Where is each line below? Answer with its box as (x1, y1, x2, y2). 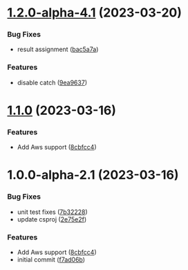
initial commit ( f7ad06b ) (17, 255, 85, 264)
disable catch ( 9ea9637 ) (17, 78, 88, 87)
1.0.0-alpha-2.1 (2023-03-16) (7, 168, 179, 183)
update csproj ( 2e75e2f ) (17, 215, 87, 223)
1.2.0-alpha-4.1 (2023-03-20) (7, 5, 182, 21)
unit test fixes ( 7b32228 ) (17, 208, 88, 216)
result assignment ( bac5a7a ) (17, 45, 99, 53)
